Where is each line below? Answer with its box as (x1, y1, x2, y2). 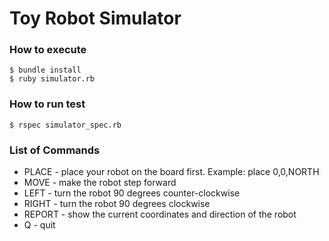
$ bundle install (9, 65, 82, 76)
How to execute (9, 43, 87, 57)
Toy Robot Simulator (9, 7, 182, 30)
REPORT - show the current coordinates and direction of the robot (23, 208, 297, 221)
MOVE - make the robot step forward (23, 177, 177, 189)
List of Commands (9, 143, 101, 157)
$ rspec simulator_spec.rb (9, 120, 122, 130)
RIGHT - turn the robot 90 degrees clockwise (23, 198, 211, 210)
